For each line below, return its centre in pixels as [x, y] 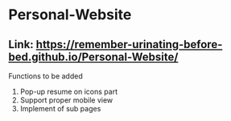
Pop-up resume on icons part [69, 91]
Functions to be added [45, 76]
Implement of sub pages [60, 109]
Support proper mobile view [66, 100]
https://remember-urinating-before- [129, 44]
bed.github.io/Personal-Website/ [93, 56]
